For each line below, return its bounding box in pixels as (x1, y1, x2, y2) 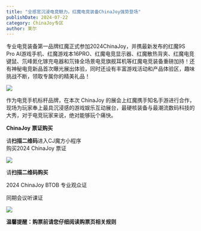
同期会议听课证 (6, 194, 43, 202)
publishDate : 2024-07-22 (6, 14, 68, 20)
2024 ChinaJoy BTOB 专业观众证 (6, 181, 87, 189)
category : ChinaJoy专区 (6, 20, 64, 26)
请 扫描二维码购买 (6, 169, 48, 176)
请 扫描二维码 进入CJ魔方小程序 (6, 137, 82, 145)
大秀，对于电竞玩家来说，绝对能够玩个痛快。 (6, 112, 117, 119)
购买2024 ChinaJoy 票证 (6, 145, 67, 152)
